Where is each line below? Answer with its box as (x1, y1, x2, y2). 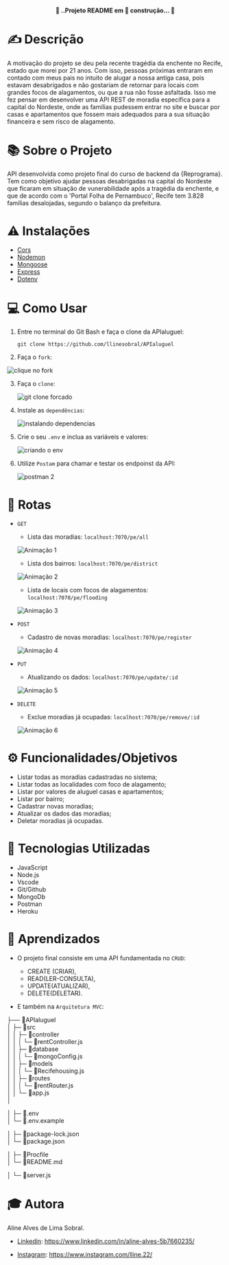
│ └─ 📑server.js (7, 1171, 51, 1179)
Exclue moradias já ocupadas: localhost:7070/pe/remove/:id (27, 713, 200, 721)
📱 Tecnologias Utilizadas (7, 841, 151, 857)
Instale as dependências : (16, 406, 85, 415)
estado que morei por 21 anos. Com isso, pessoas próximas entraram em (7, 66, 214, 74)
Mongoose (16, 260, 48, 268)
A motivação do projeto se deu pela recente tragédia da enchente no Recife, (7, 59, 223, 67)
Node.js (16, 871, 40, 879)
